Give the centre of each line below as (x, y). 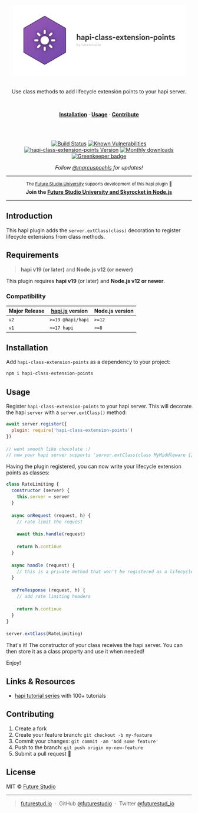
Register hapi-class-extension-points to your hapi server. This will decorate (99, 406)
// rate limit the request (50, 522)
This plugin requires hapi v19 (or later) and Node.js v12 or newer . (85, 281)
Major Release (27, 311)
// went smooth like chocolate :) (49, 449)
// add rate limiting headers (54, 597)
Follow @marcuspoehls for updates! (99, 168)
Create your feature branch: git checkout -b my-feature (83, 734)
